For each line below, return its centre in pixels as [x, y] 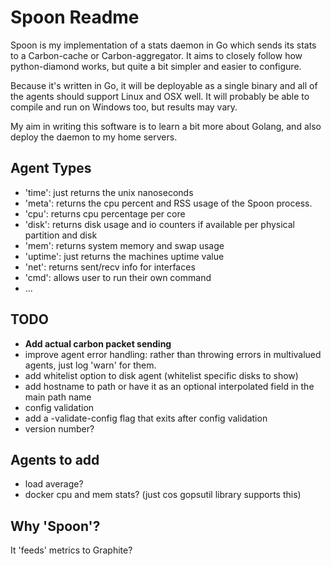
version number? [59, 428]
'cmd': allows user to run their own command [118, 277]
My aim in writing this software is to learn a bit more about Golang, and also [166, 126]
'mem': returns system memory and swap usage [124, 245]
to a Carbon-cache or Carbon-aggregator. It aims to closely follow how [156, 55]
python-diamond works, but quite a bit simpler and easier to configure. [156, 66]
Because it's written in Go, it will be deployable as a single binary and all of [164, 85]
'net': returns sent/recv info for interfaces [110, 267]
